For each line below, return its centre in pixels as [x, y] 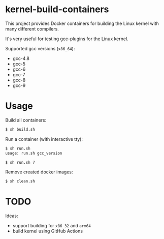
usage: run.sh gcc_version [34, 153]
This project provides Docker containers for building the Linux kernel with [82, 23]
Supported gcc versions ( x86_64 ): [40, 48]
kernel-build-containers [57, 9]
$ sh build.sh [20, 129]
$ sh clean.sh [20, 182]
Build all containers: [26, 120]
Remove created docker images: [39, 172]
